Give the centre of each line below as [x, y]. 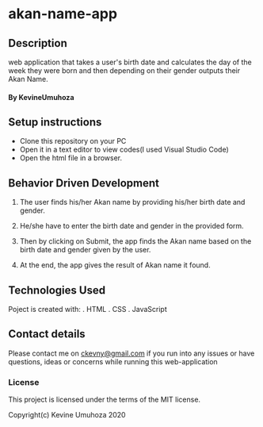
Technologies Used [57, 290]
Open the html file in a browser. [71, 158]
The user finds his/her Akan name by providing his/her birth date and [132, 202]
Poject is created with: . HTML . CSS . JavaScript [88, 310]
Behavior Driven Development [84, 183]
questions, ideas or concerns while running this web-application [113, 361]
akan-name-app [63, 14]
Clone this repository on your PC [73, 141]
